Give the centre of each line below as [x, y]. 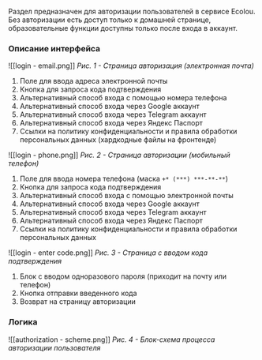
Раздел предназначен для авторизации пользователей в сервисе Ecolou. [132, 11]
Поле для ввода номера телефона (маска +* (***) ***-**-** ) [124, 179]
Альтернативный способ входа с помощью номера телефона [123, 98]
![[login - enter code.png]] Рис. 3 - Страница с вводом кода [108, 253]
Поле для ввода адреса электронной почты [94, 81]
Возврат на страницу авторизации [77, 302]
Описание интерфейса [54, 48]
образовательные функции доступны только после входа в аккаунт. [123, 28]
